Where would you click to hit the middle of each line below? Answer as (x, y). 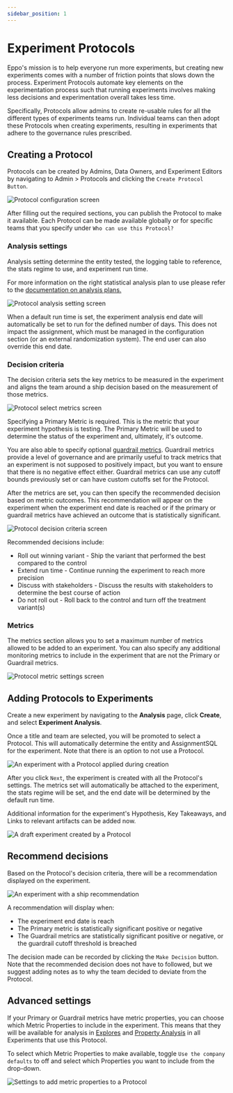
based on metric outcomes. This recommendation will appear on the (105, 500)
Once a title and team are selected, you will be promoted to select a (104, 736)
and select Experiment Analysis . (55, 723)
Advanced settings (49, 1001)
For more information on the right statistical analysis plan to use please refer (116, 282)
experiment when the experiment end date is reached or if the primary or (112, 507)
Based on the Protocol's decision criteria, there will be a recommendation (112, 873)
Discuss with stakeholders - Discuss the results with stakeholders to (115, 585)
